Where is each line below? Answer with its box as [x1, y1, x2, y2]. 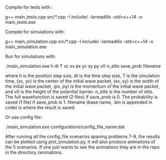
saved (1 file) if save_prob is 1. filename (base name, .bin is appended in [5, 99, 153, 105]
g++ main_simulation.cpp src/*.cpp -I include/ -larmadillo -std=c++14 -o [5, 38, 154, 44]
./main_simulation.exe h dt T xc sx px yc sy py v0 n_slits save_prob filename [5, 63, 161, 69]
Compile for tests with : [5, 4, 53, 10]
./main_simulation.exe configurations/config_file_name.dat [5, 124, 125, 130]
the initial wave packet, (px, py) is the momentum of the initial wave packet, [5, 83, 160, 89]
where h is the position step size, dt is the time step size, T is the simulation [5, 73, 161, 79]
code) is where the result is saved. [5, 105, 76, 110]
